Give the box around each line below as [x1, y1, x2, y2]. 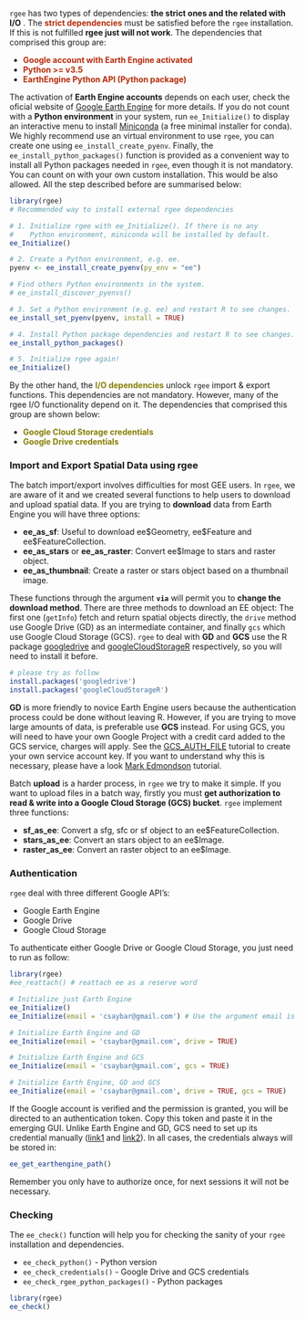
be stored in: [9, 1141, 57, 1153]
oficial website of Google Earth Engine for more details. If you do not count [9, 101, 290, 112]
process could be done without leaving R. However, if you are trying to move [9, 712, 297, 723]
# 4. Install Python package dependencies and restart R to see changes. [9, 330, 296, 339]
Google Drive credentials [22, 436, 119, 447]
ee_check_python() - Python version [22, 1257, 158, 1268]
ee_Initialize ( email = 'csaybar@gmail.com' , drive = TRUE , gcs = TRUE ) [9, 1086, 287, 1096]
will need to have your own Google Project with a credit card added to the [9, 731, 286, 742]
